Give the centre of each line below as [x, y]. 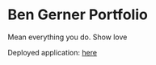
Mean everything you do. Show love [67, 37]
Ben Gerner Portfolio [78, 15]
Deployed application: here [53, 52]
